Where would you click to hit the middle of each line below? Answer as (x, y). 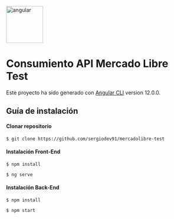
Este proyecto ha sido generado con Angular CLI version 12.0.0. (83, 92)
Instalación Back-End (33, 188)
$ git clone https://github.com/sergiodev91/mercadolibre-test (86, 139)
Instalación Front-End (33, 152)
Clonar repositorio (29, 126)
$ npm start (21, 210)
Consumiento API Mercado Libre (87, 64)
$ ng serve (19, 174)
